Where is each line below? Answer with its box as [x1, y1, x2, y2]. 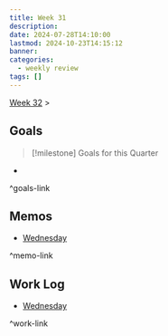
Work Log [9, 276, 65, 292]
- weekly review [17, 64, 79, 73]
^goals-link [9, 182, 51, 193]
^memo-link [9, 250, 53, 261]
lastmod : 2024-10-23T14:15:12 [9, 38, 124, 48]
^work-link [9, 318, 48, 329]
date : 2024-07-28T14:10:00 [9, 30, 111, 39]
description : [9, 22, 59, 31]
